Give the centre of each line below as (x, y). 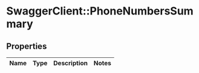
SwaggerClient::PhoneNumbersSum (100, 11)
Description (70, 63)
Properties (27, 46)
